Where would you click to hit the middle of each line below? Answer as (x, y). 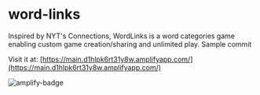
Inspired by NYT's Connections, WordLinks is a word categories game (122, 36)
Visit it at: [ (26, 59)
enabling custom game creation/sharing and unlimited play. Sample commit (130, 44)
